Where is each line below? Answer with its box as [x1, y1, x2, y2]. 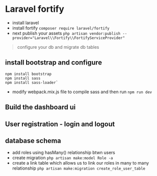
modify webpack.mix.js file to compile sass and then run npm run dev [12, 89, 152, 95]
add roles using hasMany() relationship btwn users [12, 149, 116, 156]
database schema [5, 137, 62, 145]
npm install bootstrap [5, 71, 52, 76]
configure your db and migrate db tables [17, 44, 99, 50]
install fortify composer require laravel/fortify [12, 25, 110, 31]
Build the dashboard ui [5, 103, 76, 111]
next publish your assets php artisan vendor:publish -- [12, 30, 127, 36]
